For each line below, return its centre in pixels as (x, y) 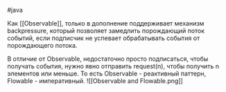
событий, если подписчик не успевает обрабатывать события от (104, 38)
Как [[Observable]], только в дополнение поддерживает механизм (106, 23)
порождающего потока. (42, 45)
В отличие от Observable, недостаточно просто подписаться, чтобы (108, 59)
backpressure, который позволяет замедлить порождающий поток (106, 31)
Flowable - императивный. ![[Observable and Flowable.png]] (95, 81)
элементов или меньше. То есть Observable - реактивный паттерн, (107, 73)
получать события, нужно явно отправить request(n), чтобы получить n (113, 66)
